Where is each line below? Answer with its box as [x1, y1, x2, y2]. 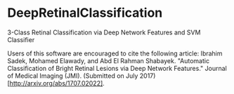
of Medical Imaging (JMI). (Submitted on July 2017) [7, 72, 156, 80]
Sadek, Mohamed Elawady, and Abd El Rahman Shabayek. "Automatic [7, 56, 209, 65]
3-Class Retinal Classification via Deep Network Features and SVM [7, 28, 201, 36]
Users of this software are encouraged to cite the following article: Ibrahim [7, 49, 223, 58]
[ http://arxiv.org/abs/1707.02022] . [7, 79, 105, 87]
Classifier [7, 35, 35, 43]
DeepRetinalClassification [7, 5, 163, 21]
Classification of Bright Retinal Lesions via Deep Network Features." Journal [7, 64, 227, 72]
